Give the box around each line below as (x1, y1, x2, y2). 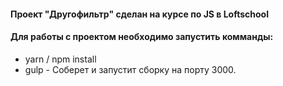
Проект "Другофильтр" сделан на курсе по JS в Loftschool (10, 8, 269, 20)
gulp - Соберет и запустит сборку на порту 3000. (24, 63, 237, 75)
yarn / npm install (24, 53, 97, 65)
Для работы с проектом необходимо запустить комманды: (10, 31, 274, 43)
